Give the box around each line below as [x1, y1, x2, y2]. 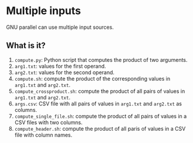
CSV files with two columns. [14, 119, 83, 126]
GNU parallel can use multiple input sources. [6, 24, 114, 31]
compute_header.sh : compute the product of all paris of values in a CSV [14, 125, 186, 132]
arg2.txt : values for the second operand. [14, 69, 115, 76]
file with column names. [14, 131, 73, 138]
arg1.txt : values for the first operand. [14, 62, 107, 69]
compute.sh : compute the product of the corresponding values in [14, 75, 171, 82]
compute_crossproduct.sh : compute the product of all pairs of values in [14, 87, 185, 95]
